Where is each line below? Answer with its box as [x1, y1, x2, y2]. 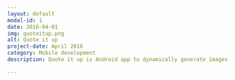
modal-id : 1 [7, 17, 42, 24]
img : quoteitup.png [7, 29, 65, 37]
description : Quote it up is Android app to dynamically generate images [7, 56, 229, 63]
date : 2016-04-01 [7, 23, 58, 30]
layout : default [7, 10, 55, 18]
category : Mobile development [7, 50, 96, 57]
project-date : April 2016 [7, 43, 83, 50]
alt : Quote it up [7, 36, 58, 44]
